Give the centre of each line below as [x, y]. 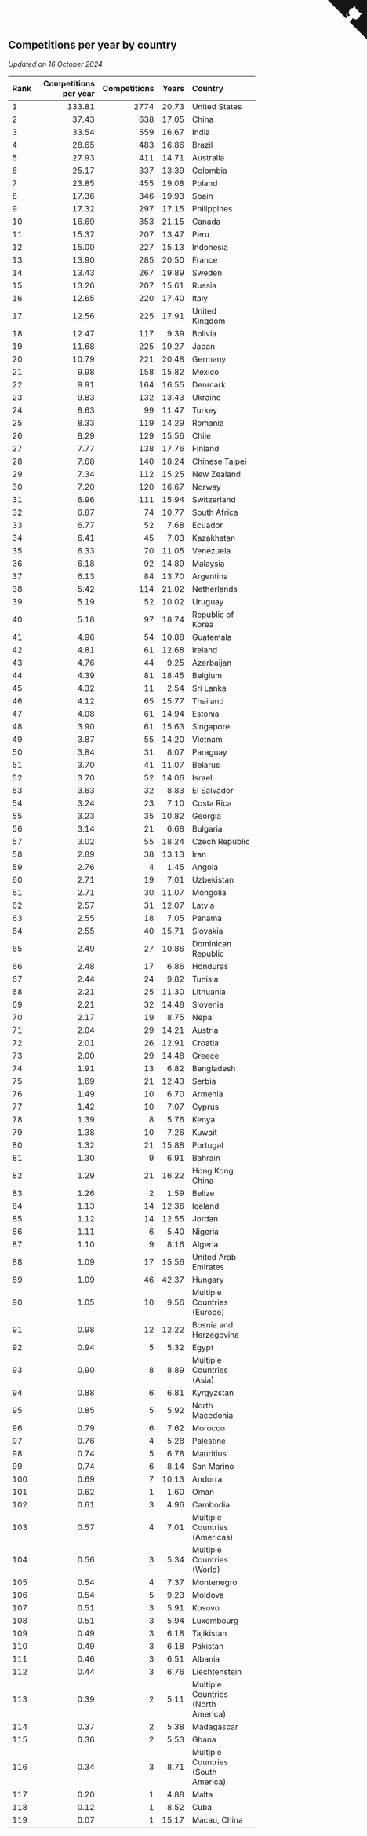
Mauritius [209, 1453]
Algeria [205, 1244]
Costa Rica [212, 803]
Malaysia [208, 564]
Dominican [212, 943]
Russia [204, 285]
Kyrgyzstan [213, 1393]
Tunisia [205, 979]
